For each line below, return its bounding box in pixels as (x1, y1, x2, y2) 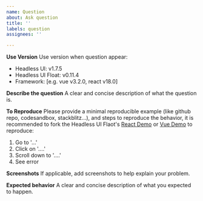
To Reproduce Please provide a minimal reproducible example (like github (6, 108, 191, 115)
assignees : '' (6, 31, 42, 38)
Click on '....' (15, 145, 46, 153)
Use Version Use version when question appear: (6, 53, 128, 61)
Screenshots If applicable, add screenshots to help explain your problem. (6, 170, 190, 177)
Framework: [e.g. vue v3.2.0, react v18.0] (15, 78, 118, 85)
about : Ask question (6, 15, 59, 21)
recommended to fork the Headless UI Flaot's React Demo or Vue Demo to (6, 120, 193, 128)
